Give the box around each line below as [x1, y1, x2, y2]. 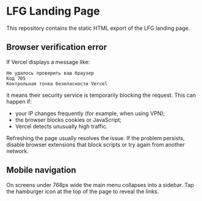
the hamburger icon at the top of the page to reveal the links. [6, 188, 159, 195]
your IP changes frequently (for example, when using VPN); [15, 110, 165, 117]
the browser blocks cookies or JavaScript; [15, 116, 122, 123]
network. [6, 147, 29, 155]
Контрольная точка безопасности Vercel [6, 80, 108, 86]
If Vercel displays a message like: [6, 58, 90, 65]
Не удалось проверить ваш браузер [6, 70, 95, 76]
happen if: [6, 97, 32, 105]
